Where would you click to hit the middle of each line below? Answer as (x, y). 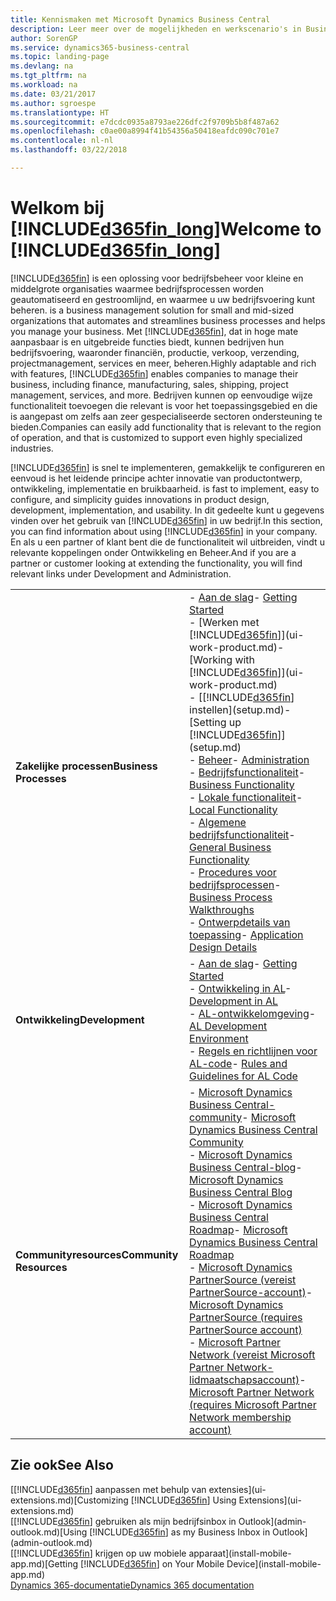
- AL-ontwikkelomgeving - (253, 1013)
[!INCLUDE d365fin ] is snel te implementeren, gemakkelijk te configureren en (168, 467)
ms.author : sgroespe (53, 103)
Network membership (240, 1417)
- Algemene (218, 822)
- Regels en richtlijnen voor (253, 1051)
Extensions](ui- (270, 1500)
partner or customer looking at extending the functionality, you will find (156, 563)
